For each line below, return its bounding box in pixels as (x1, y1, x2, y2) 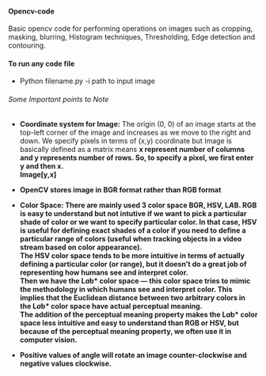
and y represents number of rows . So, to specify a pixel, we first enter (19, 153, 254, 162)
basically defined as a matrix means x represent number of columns (19, 144, 245, 154)
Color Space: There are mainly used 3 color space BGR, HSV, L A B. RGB (19, 200, 257, 210)
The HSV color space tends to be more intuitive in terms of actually (19, 250, 245, 260)
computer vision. (19, 335, 78, 344)
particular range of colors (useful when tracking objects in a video (19, 234, 242, 243)
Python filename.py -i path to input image (19, 76, 156, 86)
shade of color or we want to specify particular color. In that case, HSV (19, 217, 257, 226)
